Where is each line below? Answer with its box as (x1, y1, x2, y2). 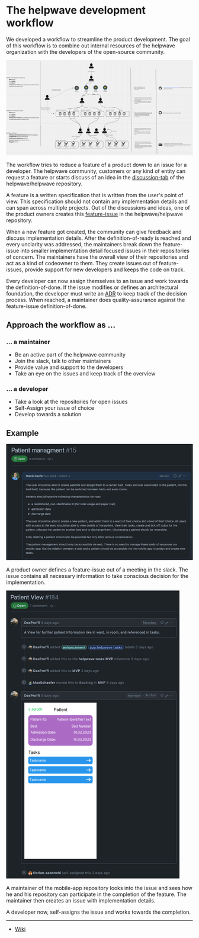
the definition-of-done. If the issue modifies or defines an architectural (6, 284, 179, 291)
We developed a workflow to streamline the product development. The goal (6, 36, 191, 43)
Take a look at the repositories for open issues (14, 398, 128, 406)
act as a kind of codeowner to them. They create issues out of (6, 260, 158, 267)
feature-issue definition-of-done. (6, 303, 87, 310)
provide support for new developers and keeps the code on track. (24, 266, 185, 273)
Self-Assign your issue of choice (14, 404, 95, 412)
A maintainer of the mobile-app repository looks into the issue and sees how (6, 885, 192, 892)
